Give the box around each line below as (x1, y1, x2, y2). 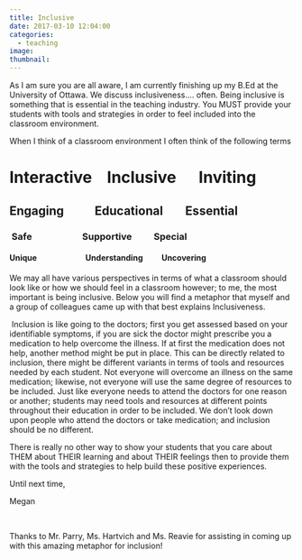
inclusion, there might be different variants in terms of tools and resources (9, 357, 285, 368)
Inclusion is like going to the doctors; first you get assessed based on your (11, 318, 288, 329)
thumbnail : (9, 55, 50, 64)
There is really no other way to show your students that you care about (9, 441, 273, 452)
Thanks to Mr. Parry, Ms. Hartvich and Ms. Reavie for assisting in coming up (9, 530, 291, 541)
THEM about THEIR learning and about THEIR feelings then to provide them (9, 451, 289, 462)
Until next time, (9, 478, 66, 489)
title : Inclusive (9, 13, 75, 23)
